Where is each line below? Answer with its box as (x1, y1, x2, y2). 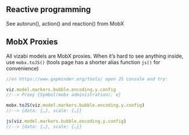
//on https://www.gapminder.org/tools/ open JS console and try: (6, 76, 168, 82)
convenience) (6, 65, 39, 72)
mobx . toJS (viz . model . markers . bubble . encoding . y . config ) (6, 102, 145, 108)
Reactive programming (6, 5, 92, 15)
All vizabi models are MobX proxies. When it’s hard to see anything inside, (6, 52, 184, 59)
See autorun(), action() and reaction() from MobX (6, 20, 124, 27)
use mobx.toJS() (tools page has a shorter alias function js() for (6, 58, 160, 66)
